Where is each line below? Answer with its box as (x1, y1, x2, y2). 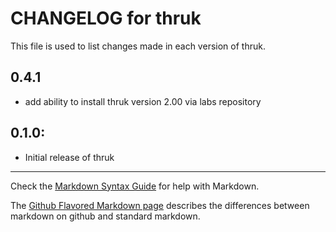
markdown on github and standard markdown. (10, 210, 201, 222)
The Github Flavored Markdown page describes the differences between (10, 199, 310, 211)
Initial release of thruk (24, 151, 115, 163)
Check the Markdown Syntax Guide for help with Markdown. (10, 180, 260, 192)
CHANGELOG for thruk (10, 7, 202, 30)
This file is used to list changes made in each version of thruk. (10, 40, 266, 52)
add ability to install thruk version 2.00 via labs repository (24, 95, 262, 107)
